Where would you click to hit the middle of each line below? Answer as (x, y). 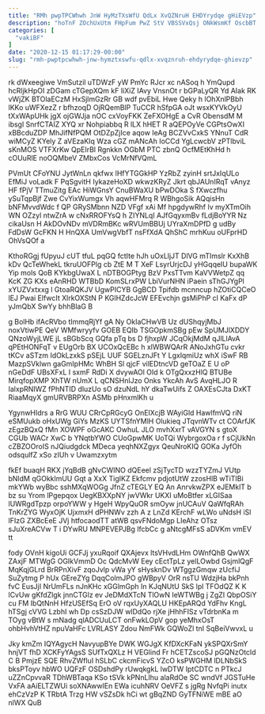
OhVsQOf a (26, 240)
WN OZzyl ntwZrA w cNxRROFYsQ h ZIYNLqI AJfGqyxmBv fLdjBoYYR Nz (128, 215)
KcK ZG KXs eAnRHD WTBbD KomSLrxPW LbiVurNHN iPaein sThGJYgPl (127, 281)
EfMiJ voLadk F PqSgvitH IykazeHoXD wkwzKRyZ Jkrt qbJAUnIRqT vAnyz (129, 181)
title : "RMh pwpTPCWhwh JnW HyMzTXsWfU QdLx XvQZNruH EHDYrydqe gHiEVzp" (132, 15)
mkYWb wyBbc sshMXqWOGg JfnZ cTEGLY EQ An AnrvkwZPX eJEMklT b (130, 487)
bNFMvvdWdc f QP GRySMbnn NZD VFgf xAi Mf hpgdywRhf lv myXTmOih (130, 207)
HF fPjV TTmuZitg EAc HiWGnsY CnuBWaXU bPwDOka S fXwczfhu (118, 190)
